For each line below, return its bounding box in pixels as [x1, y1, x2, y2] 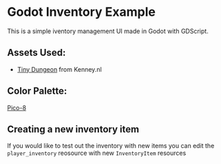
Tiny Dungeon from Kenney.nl [17, 65, 102, 73]
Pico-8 [7, 103, 26, 112]
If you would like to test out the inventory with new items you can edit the [7, 142, 215, 150]
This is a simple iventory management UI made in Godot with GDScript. [7, 27, 209, 35]
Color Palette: [7, 85, 67, 97]
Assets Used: [7, 47, 66, 59]
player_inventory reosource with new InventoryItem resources [7, 149, 187, 157]
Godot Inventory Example [7, 4, 156, 20]
